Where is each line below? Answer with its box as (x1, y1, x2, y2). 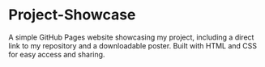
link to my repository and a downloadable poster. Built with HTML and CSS (8, 40, 258, 50)
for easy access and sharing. (8, 49, 105, 59)
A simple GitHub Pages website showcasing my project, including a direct (8, 32, 254, 42)
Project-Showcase (8, 6, 136, 24)
